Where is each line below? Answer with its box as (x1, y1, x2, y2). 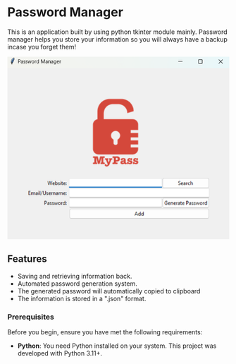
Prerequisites (7, 312, 54, 322)
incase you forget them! (7, 42, 77, 51)
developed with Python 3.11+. (17, 349, 103, 358)
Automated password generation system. (17, 279, 137, 288)
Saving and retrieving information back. (17, 272, 132, 280)
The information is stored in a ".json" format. (17, 294, 147, 303)
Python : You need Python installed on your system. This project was (17, 341, 217, 350)
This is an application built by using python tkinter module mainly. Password (7, 28, 228, 36)
